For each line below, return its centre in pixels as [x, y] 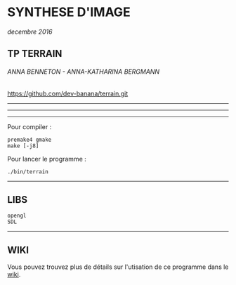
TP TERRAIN [35, 54]
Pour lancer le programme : [47, 159]
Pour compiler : [29, 126]
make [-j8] [23, 146]
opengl [17, 216]
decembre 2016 [30, 32]
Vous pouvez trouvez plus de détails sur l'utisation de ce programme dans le [118, 267]
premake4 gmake [29, 140]
